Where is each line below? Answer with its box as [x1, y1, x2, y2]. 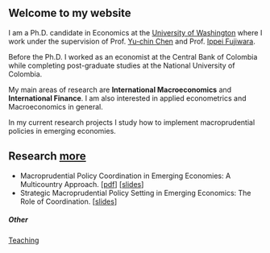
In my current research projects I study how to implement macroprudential [8, 117, 255, 127]
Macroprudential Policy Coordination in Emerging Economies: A [19, 171, 231, 180]
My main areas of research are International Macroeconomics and [8, 85, 232, 94]
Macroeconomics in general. [8, 102, 103, 111]
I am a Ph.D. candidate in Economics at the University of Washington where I [8, 27, 263, 37]
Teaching [8, 235, 39, 245]
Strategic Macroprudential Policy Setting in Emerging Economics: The [19, 188, 251, 197]
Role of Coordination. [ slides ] [19, 197, 118, 206]
